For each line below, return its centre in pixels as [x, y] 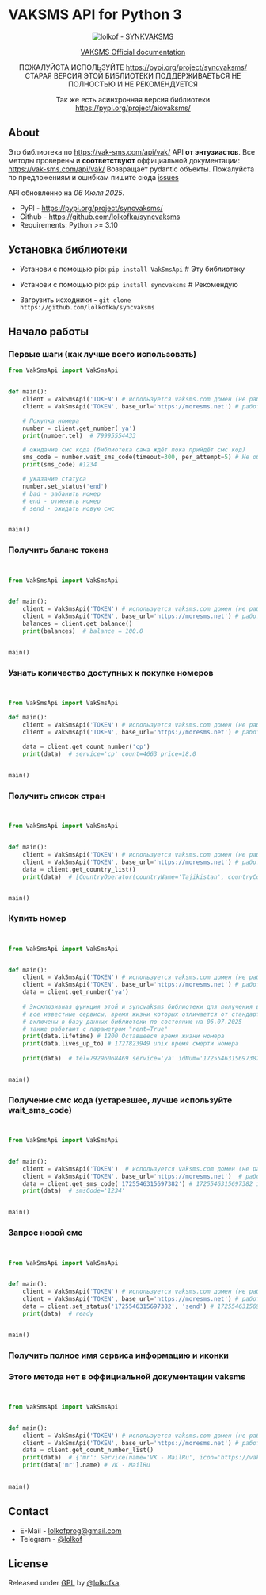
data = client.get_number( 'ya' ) [76, 992]
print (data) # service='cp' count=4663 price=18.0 [109, 754]
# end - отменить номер [62, 501]
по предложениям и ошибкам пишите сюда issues [94, 177]
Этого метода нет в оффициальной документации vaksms [127, 1376]
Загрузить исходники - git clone [75, 300]
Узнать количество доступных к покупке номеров [111, 673]
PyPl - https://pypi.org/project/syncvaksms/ [91, 208]
